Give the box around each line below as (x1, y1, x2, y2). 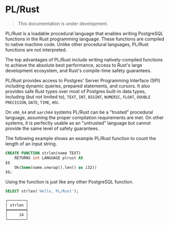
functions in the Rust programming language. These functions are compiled (5, 36, 164, 42)
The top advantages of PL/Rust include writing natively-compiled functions (5, 56, 163, 62)
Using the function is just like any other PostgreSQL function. (5, 179, 134, 185)
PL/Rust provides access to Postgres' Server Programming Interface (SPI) (5, 77, 161, 83)
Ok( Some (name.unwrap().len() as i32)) (14, 165, 97, 170)
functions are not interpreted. (5, 47, 67, 53)
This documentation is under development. (17, 20, 108, 27)
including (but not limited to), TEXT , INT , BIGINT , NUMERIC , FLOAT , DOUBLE (5, 94, 151, 100)
